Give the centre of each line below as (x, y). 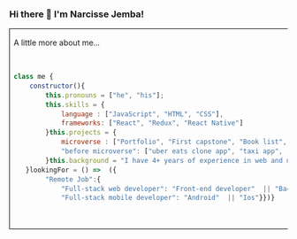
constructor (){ (57, 86)
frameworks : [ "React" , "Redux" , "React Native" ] (152, 123)
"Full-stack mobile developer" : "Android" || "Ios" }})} (168, 198)
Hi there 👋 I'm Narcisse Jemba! (76, 14)
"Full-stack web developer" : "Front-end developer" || (166, 189)
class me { (34, 77)
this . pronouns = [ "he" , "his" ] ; (105, 95)
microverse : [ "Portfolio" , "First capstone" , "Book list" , (174, 142)
